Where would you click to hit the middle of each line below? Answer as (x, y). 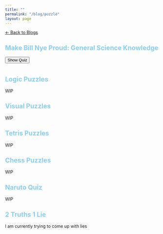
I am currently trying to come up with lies (46, 226)
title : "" (15, 10)
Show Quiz (18, 60)
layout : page (18, 19)
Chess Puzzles (28, 161)
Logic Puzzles (27, 79)
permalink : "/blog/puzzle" (32, 14)
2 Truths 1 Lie (26, 214)
